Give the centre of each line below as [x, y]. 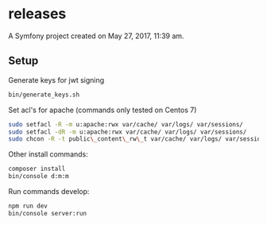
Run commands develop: [49, 191]
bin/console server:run [48, 213]
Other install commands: [48, 154]
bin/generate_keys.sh [44, 95]
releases [37, 14]
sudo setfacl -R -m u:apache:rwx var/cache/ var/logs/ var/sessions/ [126, 124]
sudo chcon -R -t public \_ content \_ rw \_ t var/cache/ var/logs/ [115, 139]
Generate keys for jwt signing [56, 80]
